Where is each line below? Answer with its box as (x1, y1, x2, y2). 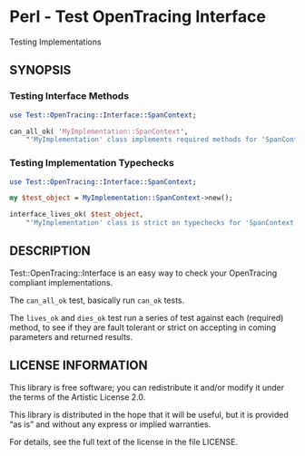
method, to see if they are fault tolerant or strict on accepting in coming (9, 322, 277, 333)
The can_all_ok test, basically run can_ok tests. (9, 295, 185, 306)
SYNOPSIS (9, 63, 72, 78)
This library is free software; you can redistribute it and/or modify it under (9, 382, 285, 393)
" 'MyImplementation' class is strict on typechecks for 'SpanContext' (25, 218, 299, 228)
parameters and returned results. (9, 331, 133, 342)
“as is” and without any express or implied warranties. (9, 419, 212, 430)
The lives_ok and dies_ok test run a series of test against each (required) (9, 312, 284, 323)
